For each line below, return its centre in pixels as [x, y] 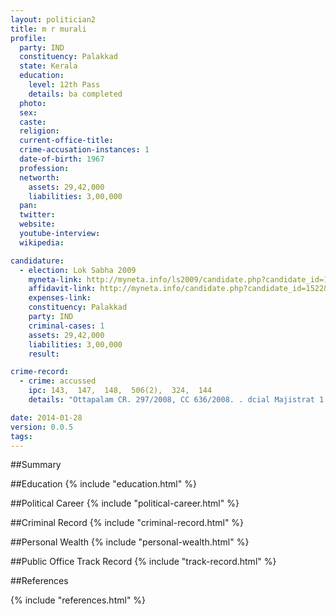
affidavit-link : [62, 289]
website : [37, 224]
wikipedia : [42, 242]
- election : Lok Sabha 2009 [78, 270]
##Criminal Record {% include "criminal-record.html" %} [127, 523]
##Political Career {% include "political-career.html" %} [125, 503]
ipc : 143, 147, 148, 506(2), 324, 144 [120, 391]
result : [44, 354]
